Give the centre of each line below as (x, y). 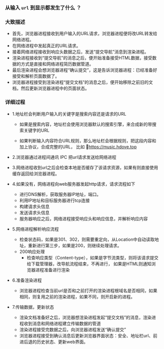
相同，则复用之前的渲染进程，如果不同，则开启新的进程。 (77, 296)
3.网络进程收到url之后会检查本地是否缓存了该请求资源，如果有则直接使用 (85, 167)
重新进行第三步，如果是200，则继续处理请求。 (75, 245)
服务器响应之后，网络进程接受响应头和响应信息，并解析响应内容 (83, 218)
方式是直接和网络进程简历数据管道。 (57, 64)
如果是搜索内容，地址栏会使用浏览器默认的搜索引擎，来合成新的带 (86, 124)
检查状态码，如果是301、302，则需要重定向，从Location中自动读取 (87, 239)
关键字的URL (37, 130)
